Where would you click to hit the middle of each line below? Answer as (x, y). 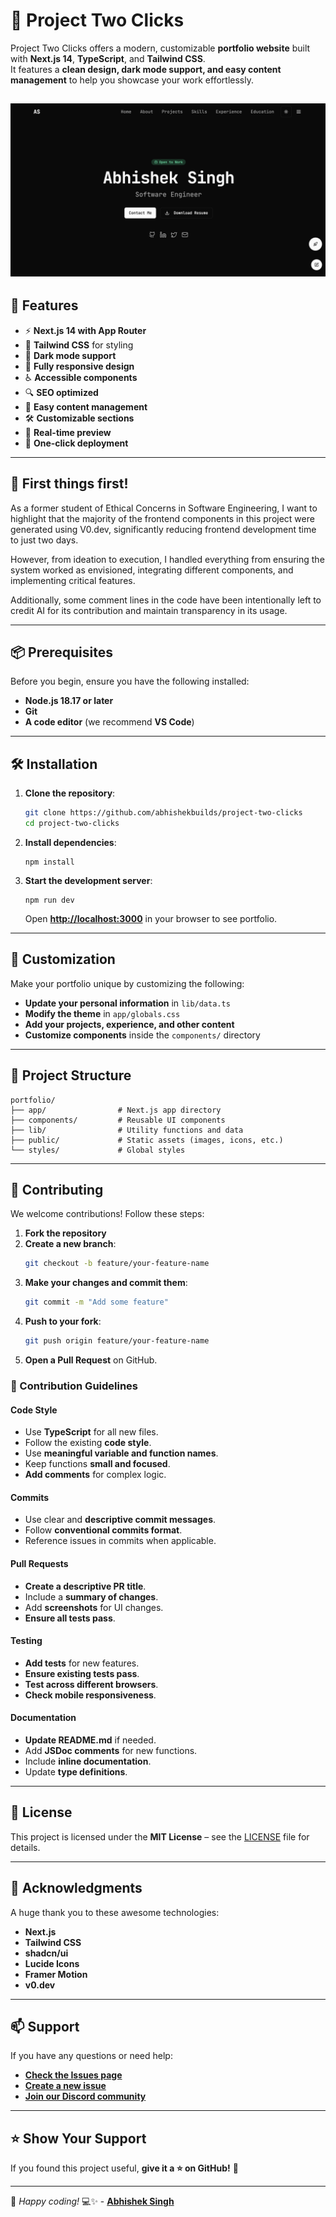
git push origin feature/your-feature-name (117, 1341)
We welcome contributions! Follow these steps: (107, 1214)
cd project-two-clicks (72, 824)
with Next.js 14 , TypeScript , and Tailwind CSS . (108, 58)
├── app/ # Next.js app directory (116, 1110)
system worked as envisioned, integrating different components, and (152, 570)
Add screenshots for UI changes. (94, 1607)
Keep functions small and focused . (97, 1464)
